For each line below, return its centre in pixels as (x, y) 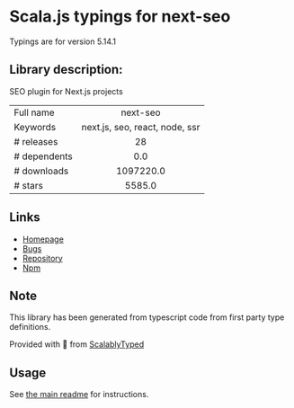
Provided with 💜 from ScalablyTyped (77, 344)
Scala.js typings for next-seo (120, 17)
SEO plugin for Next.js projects (66, 91)
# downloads (41, 171)
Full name (35, 112)
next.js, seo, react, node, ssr (141, 127)
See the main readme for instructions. (79, 395)
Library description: (66, 70)
